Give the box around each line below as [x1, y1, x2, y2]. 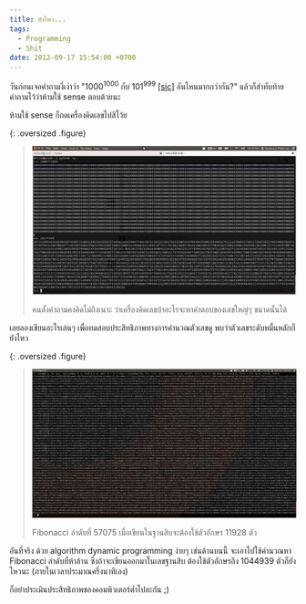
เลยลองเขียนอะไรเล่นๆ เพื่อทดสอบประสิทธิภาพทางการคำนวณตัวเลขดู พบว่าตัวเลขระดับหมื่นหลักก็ [9, 322, 296, 333]
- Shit [17, 44, 43, 53]
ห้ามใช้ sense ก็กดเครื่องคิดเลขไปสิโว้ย [9, 109, 127, 120]
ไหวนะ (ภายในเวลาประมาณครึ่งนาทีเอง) [9, 566, 129, 577]
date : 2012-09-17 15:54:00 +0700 [9, 53, 137, 63]
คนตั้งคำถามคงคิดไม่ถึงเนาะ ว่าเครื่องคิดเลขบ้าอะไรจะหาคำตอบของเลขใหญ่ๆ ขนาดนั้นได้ [31, 304, 288, 315]
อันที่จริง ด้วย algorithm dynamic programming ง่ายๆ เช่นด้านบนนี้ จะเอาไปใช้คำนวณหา [9, 546, 291, 556]
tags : [9, 24, 30, 34]
